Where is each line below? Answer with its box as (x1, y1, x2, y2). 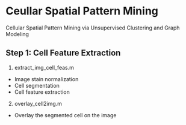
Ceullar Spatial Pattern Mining (5, 4, 159, 18)
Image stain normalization (14, 75, 79, 82)
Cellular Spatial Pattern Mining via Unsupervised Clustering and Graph (5, 24, 180, 31)
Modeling (5, 30, 29, 37)
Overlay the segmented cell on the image (14, 111, 117, 118)
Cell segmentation (14, 82, 60, 89)
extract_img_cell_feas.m (14, 64, 75, 71)
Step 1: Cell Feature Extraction (5, 48, 121, 58)
